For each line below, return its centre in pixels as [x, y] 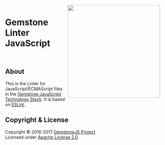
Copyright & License [37, 120]
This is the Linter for [25, 83]
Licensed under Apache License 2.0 [42, 137]
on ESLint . [15, 104]
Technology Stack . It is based [35, 99]
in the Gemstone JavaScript [33, 94]
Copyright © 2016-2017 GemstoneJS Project [50, 132]
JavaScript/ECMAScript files [34, 89]
